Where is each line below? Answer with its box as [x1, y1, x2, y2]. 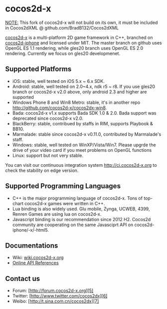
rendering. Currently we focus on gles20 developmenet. [5, 50, 121, 56]
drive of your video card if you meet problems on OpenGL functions [12, 147, 152, 153]
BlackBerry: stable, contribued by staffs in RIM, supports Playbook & [12, 120, 153, 126]
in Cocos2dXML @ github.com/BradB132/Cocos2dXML [5, 24, 119, 30]
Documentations [5, 241, 58, 250]
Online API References [12, 260, 59, 266]
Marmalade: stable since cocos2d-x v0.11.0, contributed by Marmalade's [12, 131, 162, 137]
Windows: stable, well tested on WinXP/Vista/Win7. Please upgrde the [12, 142, 156, 148]
